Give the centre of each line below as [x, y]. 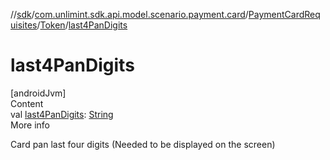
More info [30, 125]
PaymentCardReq [284, 14]
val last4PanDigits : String [62, 114]
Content [27, 103]
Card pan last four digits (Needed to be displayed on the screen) [143, 144]
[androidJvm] [38, 93]
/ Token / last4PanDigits [82, 25]
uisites [24, 25]
